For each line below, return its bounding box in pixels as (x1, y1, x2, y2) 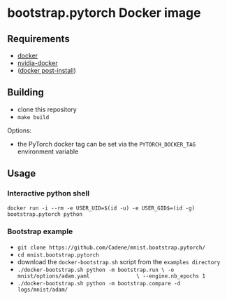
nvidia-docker (17, 59, 58, 67)
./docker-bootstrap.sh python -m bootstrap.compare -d (17, 280, 181, 287)
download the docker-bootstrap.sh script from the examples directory (17, 257, 221, 266)
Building (7, 86, 44, 99)
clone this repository (17, 105, 77, 114)
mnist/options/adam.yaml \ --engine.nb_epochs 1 (17, 272, 206, 280)
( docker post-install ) (17, 67, 77, 74)
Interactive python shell (7, 189, 89, 198)
